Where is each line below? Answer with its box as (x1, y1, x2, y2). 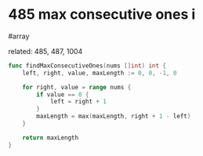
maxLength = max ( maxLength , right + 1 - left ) (36, 112, 191, 121)
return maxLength (22, 133, 79, 142)
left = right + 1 (49, 98, 107, 106)
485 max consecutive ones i (8, 5, 196, 24)
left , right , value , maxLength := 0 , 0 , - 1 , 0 (22, 69, 177, 77)
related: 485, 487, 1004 (8, 46, 83, 56)
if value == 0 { (36, 90, 89, 99)
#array (8, 31, 30, 41)
